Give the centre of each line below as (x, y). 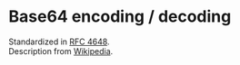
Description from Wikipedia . (61, 51)
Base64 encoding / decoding (120, 17)
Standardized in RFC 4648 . (59, 42)
